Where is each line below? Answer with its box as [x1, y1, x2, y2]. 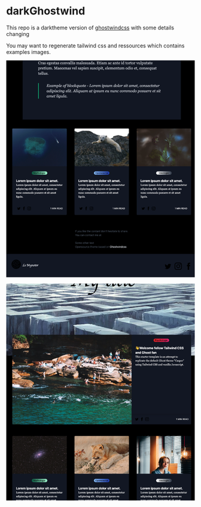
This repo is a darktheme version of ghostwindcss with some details [6, 24, 175, 31]
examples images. [6, 48, 51, 55]
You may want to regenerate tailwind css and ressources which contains [6, 42, 185, 49]
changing [6, 30, 30, 37]
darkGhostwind [6, 4, 86, 18]
